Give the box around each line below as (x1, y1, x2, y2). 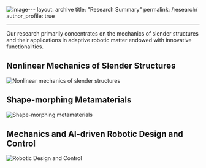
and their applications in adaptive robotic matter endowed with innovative (6, 37, 192, 44)
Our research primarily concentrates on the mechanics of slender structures (6, 30, 199, 37)
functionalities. (6, 43, 44, 50)
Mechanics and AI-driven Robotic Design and (6, 129, 183, 139)
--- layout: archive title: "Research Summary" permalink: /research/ (28, 6, 198, 13)
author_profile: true (6, 12, 55, 20)
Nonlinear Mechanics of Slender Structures (6, 61, 176, 71)
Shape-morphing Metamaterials (6, 95, 132, 105)
